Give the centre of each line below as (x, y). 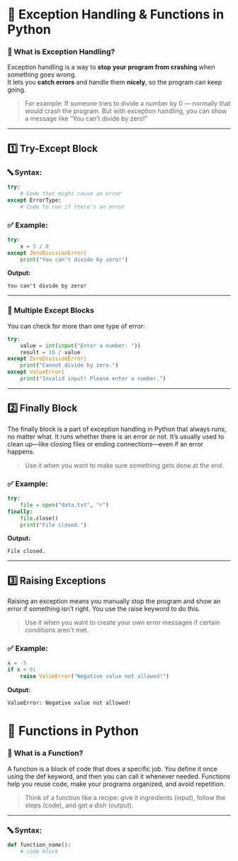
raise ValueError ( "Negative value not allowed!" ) (95, 676)
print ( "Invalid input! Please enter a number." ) (93, 379)
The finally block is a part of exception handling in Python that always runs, (117, 429)
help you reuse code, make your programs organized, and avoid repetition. (116, 784)
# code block (39, 851)
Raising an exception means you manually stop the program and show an (114, 601)
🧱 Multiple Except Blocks (51, 310)
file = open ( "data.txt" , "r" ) (65, 505)
